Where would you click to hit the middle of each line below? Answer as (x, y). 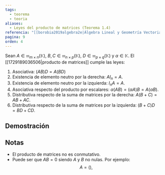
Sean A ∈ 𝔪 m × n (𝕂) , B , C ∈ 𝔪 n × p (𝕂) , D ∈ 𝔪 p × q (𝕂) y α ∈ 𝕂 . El (70, 56)
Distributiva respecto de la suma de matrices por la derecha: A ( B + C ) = (84, 95)
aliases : (14, 23)
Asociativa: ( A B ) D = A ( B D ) (39, 71)
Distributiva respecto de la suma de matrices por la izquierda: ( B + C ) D (83, 105)
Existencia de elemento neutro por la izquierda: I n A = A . (69, 84)
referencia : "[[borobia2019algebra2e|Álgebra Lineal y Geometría (73, 32)
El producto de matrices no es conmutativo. (56, 154)
